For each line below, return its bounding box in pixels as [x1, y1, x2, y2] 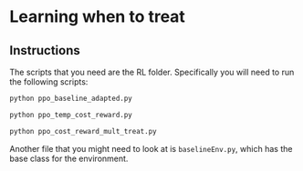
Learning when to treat [9, 6, 185, 27]
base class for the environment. [9, 153, 129, 164]
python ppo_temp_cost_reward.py [9, 110, 132, 119]
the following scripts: [9, 76, 89, 87]
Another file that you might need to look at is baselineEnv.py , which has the [9, 143, 293, 154]
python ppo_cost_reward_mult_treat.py [9, 126, 157, 136]
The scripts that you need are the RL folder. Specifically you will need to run [9, 66, 295, 77]
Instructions [9, 43, 80, 58]
